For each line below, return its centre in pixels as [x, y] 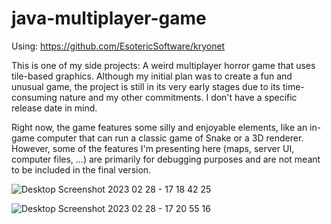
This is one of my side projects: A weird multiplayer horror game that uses [163, 65]
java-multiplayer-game [109, 18]
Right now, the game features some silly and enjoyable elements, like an [159, 127]
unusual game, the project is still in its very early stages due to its [146, 86]
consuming [34, 97]
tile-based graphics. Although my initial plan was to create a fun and [152, 76]
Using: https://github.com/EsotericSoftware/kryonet [118, 46]
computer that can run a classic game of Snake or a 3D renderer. [170, 138]
